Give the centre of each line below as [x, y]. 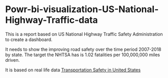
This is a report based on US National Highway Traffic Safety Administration [84, 34]
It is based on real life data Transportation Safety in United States [73, 70]
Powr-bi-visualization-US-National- [82, 9]
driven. [13, 60]
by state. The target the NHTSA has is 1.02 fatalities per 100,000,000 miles [83, 55]
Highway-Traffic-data [52, 20]
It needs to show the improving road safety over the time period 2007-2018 [83, 49]
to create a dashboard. [29, 40]
